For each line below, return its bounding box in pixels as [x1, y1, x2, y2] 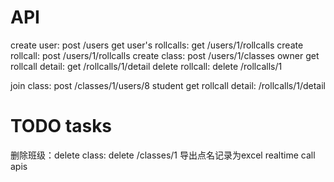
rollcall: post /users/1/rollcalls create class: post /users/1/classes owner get [10, 49, 320, 61]
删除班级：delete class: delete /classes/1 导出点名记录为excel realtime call [10, 149, 316, 161]
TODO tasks [10, 115, 113, 138]
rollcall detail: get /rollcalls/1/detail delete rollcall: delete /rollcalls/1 [10, 60, 283, 72]
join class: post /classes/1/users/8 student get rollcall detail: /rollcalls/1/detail [10, 79, 326, 91]
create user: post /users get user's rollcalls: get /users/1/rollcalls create [10, 39, 304, 51]
